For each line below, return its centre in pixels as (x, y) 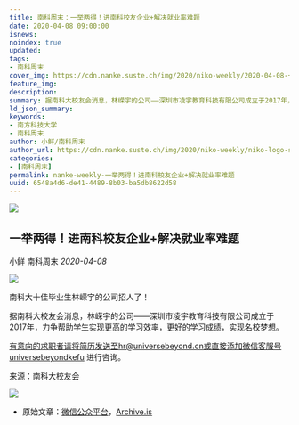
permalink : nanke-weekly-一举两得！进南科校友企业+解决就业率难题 (122, 175)
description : (33, 92)
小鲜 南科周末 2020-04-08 (58, 261)
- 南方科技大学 (33, 126)
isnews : (24, 34)
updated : (25, 51)
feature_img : (33, 84)
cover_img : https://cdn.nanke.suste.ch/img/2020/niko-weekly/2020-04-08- (149, 76)
